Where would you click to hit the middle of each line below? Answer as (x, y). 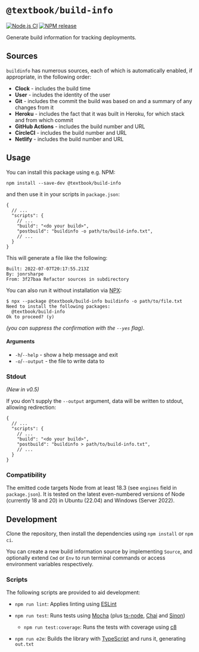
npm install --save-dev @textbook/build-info (63, 183)
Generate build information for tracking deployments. (71, 37)
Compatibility (26, 474)
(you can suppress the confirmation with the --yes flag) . (75, 328)
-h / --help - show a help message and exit (66, 355)
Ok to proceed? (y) (30, 317)
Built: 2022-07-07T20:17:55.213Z (48, 269)
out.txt (24, 645)
